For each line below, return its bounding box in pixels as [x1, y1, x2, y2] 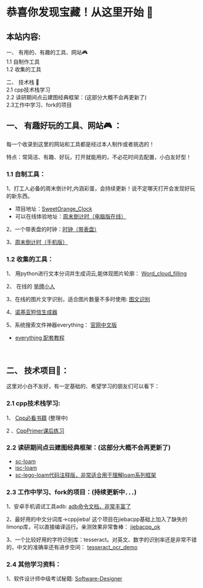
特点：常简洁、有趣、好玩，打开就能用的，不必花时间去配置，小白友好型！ [6, 153, 192, 160]
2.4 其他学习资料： [6, 560, 62, 569]
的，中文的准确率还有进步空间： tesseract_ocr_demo [6, 544, 138, 551]
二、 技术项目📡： [6, 365, 69, 376]
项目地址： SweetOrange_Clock [14, 205, 92, 212]
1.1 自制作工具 [6, 58, 40, 65]
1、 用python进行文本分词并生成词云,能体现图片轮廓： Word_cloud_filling [6, 270, 187, 277]
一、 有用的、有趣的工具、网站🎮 [6, 49, 88, 56]
